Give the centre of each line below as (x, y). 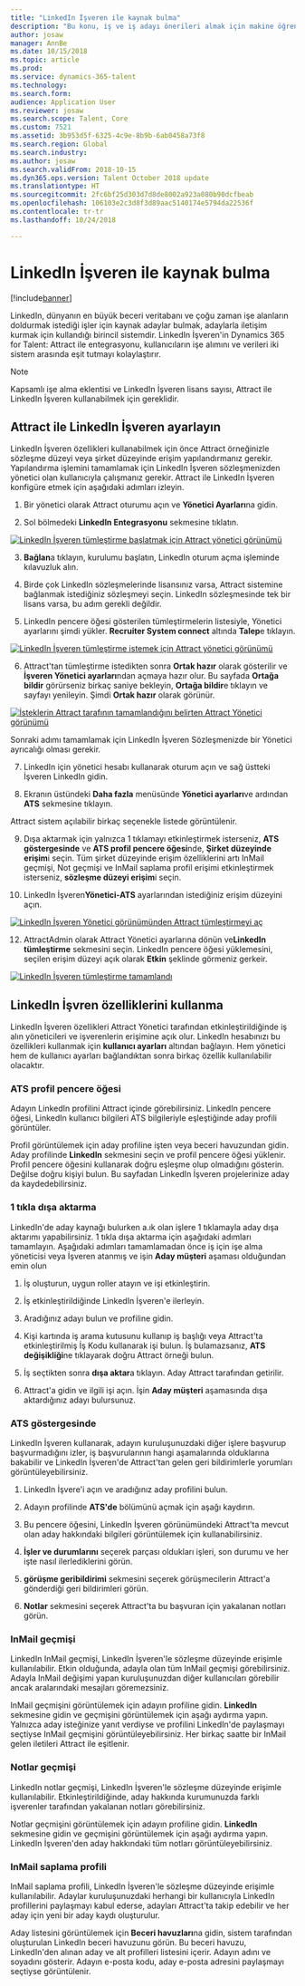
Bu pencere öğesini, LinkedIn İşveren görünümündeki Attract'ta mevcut (156, 1525)
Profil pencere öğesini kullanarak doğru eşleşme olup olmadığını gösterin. (147, 1164)
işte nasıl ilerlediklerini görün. (78, 1562)
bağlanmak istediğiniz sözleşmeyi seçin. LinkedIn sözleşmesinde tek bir (157, 594)
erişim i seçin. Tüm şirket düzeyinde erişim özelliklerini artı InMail (144, 858)
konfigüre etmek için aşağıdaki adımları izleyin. (97, 487)
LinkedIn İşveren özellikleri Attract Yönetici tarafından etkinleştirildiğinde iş (149, 1027)
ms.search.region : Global (59, 144)
